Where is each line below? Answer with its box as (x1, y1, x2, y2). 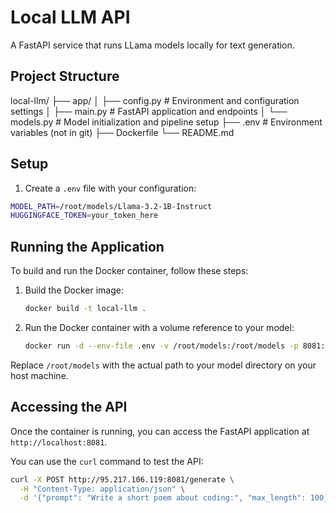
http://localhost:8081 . (10, 436, 108, 448)
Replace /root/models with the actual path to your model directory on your (10, 359, 317, 371)
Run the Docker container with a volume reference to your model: (24, 322, 295, 333)
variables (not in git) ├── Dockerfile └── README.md (10, 126, 235, 138)
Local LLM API (10, 6, 131, 29)
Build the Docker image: (24, 284, 125, 296)
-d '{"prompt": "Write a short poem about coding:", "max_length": (19, 493, 307, 503)
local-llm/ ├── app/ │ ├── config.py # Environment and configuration (10, 94, 300, 106)
